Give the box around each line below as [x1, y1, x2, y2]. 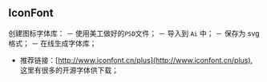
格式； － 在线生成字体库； [8, 38, 97, 48]
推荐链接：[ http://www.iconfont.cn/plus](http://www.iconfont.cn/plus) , [19, 55, 253, 64]
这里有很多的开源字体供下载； [19, 65, 119, 75]
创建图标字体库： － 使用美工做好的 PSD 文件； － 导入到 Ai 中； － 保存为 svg [8, 28, 260, 38]
